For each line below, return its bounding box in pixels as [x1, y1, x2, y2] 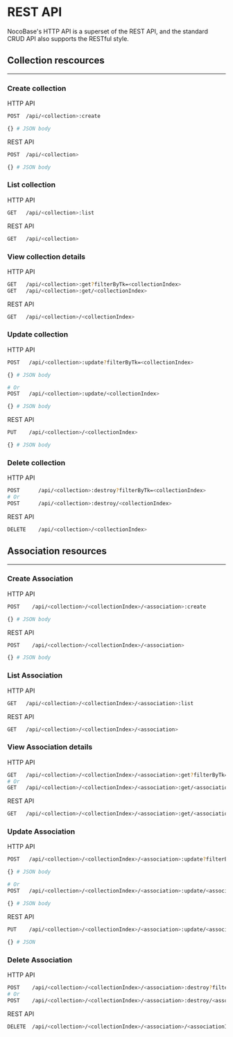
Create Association [7, 574, 74, 584]
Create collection [7, 83, 67, 93]
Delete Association [7, 955, 73, 965]
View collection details [7, 251, 86, 261]
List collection [7, 180, 56, 189]
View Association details [7, 742, 93, 752]
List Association [7, 671, 63, 680]
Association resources [7, 546, 107, 557]
